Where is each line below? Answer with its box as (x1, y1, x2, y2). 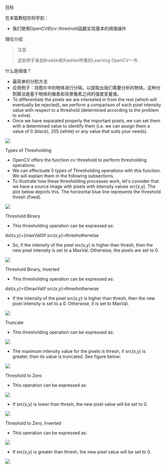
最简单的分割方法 (12, 79, 48, 84)
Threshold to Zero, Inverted (5, 420, 61, 426)
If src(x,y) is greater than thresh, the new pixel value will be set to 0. (12, 449, 152, 455)
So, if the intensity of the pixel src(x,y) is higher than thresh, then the (12, 242, 153, 248)
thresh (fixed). (12, 194, 42, 200)
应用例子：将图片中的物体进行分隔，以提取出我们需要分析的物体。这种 (12, 85, 157, 91)
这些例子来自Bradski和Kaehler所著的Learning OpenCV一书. (17, 57, 139, 63)
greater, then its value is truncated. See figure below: (12, 353, 121, 359)
